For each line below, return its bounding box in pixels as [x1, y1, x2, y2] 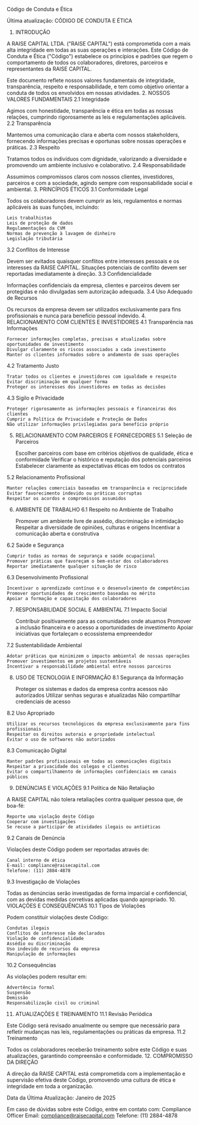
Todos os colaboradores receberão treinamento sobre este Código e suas [7, 1046, 187, 1053]
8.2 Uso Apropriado [7, 709, 55, 716]
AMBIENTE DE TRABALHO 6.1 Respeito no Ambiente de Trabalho [15, 506, 174, 513]
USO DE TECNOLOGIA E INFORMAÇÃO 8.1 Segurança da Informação [15, 674, 184, 681]
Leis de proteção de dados [7, 220, 73, 226]
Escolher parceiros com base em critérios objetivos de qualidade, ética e [15, 450, 194, 457]
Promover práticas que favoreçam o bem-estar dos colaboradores [7, 558, 169, 564]
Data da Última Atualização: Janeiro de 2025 [7, 1094, 116, 1101]
